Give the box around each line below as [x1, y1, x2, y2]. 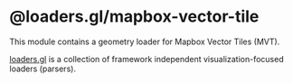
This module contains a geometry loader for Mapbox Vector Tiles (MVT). [9, 36, 280, 47]
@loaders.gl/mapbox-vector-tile [9, 6, 260, 27]
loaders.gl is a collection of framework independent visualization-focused [9, 53, 284, 64]
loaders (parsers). [9, 63, 77, 74]
